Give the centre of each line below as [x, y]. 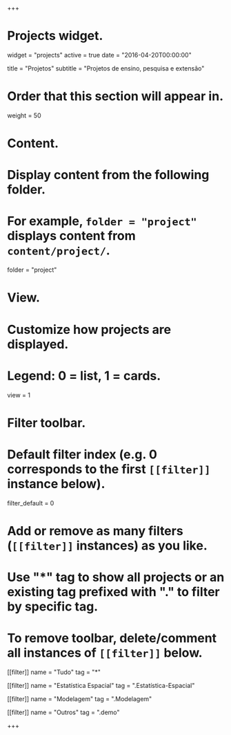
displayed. [38, 344]
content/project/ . [59, 251]
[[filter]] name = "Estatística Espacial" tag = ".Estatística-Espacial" [101, 685]
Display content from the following [108, 175]
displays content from [71, 236]
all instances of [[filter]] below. [105, 653]
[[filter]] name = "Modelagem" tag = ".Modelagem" [80, 698]
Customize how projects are [89, 329]
